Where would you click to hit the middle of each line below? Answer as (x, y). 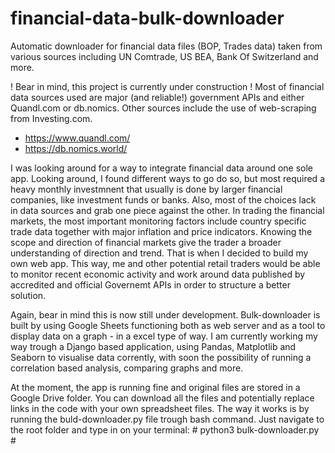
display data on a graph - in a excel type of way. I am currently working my (164, 336)
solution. (28, 295)
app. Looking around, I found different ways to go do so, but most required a (167, 178)
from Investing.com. (51, 118)
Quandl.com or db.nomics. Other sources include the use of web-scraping (163, 108)
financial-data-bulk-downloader (147, 18)
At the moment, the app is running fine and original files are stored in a (155, 387)
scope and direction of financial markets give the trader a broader (146, 242)
